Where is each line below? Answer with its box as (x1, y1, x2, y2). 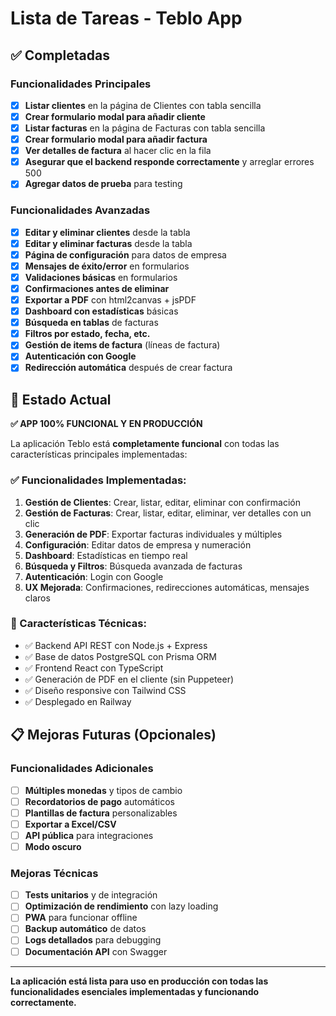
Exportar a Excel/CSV (24, 818, 117, 830)
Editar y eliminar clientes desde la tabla (24, 226, 191, 238)
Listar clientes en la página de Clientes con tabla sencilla (24, 99, 262, 111)
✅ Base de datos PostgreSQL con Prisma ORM (24, 650, 217, 662)
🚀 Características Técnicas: (10, 617, 147, 631)
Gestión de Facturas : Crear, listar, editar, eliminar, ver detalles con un (24, 507, 312, 519)
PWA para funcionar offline (24, 912, 138, 924)
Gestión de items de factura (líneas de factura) (24, 339, 221, 351)
